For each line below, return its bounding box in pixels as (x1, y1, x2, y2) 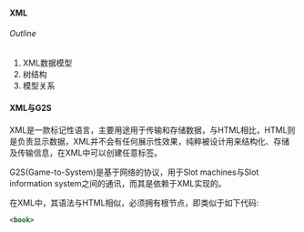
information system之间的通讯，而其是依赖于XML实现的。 (9, 178, 227, 188)
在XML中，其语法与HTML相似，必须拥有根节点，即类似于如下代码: (9, 197, 259, 208)
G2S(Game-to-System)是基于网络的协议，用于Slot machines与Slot (9, 166, 259, 177)
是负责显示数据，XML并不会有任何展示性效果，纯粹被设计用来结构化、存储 (9, 136, 290, 146)
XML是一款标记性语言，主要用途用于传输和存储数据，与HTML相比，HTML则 (9, 125, 296, 136)
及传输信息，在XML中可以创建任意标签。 (9, 147, 163, 158)
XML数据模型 (22, 57, 73, 68)
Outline (9, 28, 36, 39)
